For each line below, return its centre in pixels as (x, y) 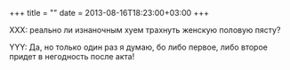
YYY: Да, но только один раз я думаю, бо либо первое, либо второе (139, 47)
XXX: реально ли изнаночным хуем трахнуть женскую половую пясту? (145, 30)
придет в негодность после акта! (72, 56)
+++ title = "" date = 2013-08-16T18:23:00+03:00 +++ (109, 13)
